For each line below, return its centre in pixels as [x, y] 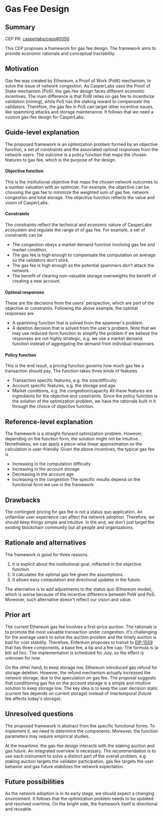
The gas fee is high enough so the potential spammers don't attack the [83, 266]
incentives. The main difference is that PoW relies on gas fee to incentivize [80, 96]
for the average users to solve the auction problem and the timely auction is [81, 637]
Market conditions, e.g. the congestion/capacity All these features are [82, 391]
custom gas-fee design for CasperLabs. [45, 117]
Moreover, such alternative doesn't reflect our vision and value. [69, 599]
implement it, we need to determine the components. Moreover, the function [81, 731]
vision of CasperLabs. [27, 203]
